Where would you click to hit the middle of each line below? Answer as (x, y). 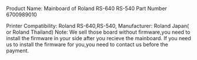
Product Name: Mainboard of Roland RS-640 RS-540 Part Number (87, 8)
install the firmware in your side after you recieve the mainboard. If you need (98, 38)
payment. (18, 51)
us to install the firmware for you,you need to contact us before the (87, 44)
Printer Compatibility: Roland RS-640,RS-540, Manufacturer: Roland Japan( (98, 26)
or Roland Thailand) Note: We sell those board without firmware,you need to (98, 32)
